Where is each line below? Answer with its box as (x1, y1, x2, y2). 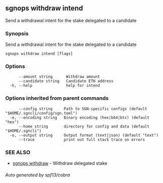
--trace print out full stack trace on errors (18, 137, 145, 142)
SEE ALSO (5, 149, 31, 156)
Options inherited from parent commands (5, 95, 109, 102)
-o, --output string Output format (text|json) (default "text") (10, 133, 158, 138)
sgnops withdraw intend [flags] (5, 51, 73, 56)
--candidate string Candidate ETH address (18, 79, 114, 84)
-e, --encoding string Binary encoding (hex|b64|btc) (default (10, 115, 150, 120)
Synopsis (5, 30, 29, 37)
